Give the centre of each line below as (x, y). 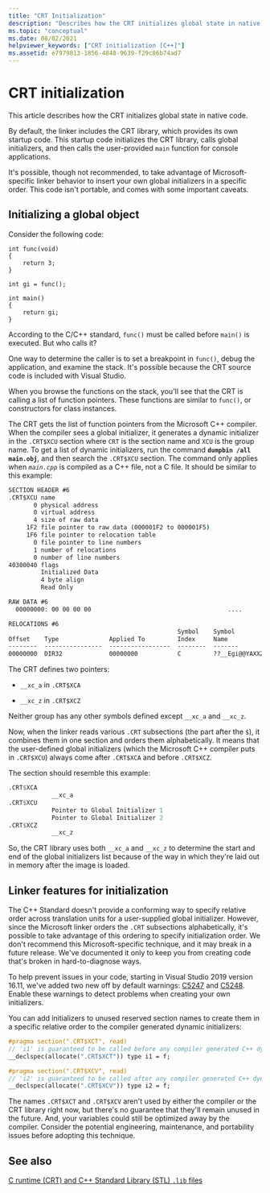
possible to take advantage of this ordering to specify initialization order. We (135, 936)
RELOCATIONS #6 (34, 624)
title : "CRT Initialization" (57, 16)
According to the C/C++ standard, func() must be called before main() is (129, 334)
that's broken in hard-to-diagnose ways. (75, 961)
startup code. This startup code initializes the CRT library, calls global (123, 139)
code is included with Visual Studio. (67, 375)
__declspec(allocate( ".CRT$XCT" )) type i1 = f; (90, 1056)
